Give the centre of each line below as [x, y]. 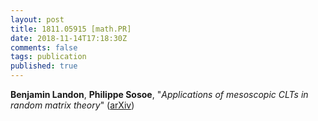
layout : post [37, 19]
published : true [44, 66]
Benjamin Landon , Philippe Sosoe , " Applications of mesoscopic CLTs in [159, 94]
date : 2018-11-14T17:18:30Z [69, 38]
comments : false [44, 47]
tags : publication [48, 57]
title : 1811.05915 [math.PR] [71, 29]
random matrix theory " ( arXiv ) [72, 105]
